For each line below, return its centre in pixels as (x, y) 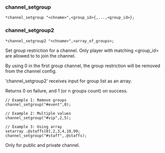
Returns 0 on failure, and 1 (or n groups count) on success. (67, 90)
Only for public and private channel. (43, 145)
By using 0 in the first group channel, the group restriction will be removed (83, 66)
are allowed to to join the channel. (40, 56)
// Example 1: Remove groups (36, 100)
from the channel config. (31, 71)
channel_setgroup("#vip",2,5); (38, 118)
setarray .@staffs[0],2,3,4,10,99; (43, 131)
